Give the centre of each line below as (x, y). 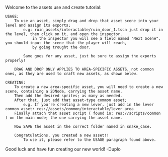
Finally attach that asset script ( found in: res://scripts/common (88, 113)
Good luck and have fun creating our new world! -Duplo (63, 149)
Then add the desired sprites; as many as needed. (68, 96)
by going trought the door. (62, 47)
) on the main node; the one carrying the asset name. (64, 118)
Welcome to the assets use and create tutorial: (53, 7)
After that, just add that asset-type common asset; (71, 100)
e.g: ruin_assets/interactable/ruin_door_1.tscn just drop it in (93, 30)
